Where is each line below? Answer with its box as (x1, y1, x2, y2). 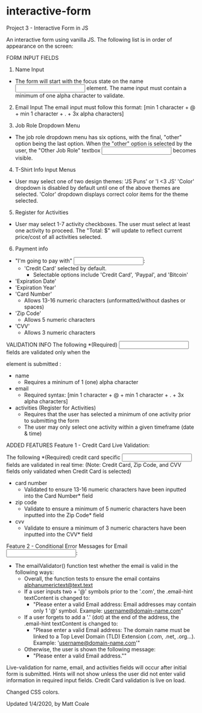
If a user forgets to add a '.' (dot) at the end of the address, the (24, 613, 179, 620)
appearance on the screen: (6, 42, 74, 50)
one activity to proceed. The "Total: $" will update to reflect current (14, 227, 182, 234)
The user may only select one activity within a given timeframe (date (24, 423, 194, 431)
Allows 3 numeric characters (24, 328, 95, 336)
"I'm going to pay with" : (14, 257, 145, 264)
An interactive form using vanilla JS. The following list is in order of (6, 36, 172, 43)
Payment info (14, 245, 48, 252)
